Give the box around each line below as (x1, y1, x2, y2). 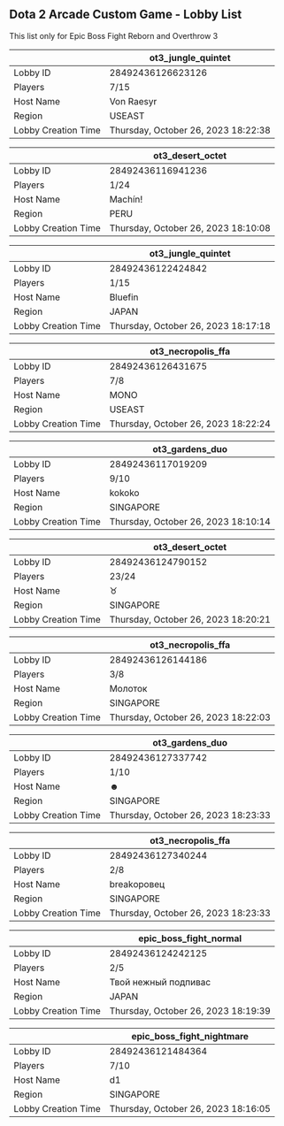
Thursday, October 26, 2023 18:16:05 (109, 1102, 272, 1115)
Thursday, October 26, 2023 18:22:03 (109, 711, 272, 724)
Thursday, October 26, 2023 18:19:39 (109, 1004, 272, 1016)
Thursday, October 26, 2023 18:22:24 (109, 417, 272, 430)
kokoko (109, 486, 140, 499)
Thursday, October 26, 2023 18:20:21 (109, 613, 272, 625)
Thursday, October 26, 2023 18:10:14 (109, 515, 272, 527)
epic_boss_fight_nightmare (131, 1030, 249, 1042)
